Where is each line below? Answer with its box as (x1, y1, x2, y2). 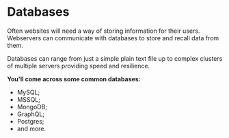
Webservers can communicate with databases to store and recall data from (7, 33, 219, 42)
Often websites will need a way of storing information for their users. (7, 27, 200, 35)
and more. (16, 124, 46, 133)
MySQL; (16, 88, 40, 96)
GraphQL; (16, 110, 45, 118)
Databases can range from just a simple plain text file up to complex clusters (7, 54, 223, 62)
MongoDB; (16, 102, 48, 111)
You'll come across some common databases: (7, 74, 142, 83)
